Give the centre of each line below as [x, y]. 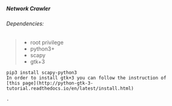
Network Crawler [28, 8]
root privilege [47, 42]
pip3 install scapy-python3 [42, 72]
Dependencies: [25, 23]
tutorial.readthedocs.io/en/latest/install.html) [70, 88]
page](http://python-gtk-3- [58, 83]
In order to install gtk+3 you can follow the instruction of [86, 78]
